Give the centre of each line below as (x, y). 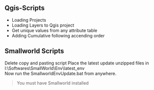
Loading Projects (29, 20)
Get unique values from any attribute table (55, 30)
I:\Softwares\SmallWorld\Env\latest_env (45, 68)
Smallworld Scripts (34, 51)
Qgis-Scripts (25, 8)
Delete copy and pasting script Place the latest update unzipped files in (77, 63)
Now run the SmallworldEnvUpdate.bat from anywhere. (61, 73)
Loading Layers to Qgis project (43, 25)
